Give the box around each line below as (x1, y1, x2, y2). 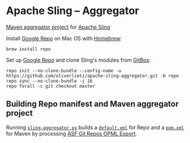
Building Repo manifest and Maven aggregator (6, 99, 179, 109)
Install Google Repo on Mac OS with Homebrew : (6, 35, 122, 42)
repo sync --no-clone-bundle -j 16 (6, 78, 93, 84)
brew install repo (6, 46, 51, 52)
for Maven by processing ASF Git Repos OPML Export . (6, 130, 137, 137)
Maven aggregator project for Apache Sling (6, 23, 110, 30)
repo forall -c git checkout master (6, 83, 95, 89)
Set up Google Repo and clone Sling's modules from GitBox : (6, 56, 151, 63)
